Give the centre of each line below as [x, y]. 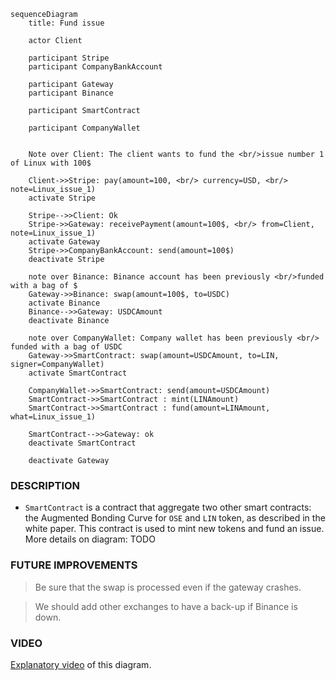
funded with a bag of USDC [66, 347]
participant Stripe [69, 58]
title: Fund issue [66, 23]
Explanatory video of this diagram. [81, 664]
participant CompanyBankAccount [95, 67]
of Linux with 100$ [51, 163]
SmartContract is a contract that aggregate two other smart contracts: [168, 507]
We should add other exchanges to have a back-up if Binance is [166, 606]
